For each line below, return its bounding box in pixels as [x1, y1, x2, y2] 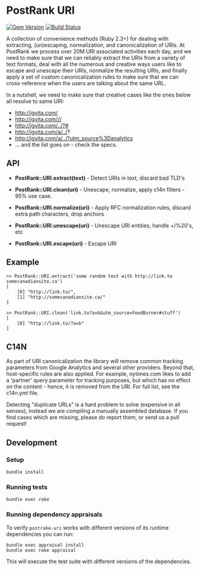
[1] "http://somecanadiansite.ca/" [17, 294, 106, 300]
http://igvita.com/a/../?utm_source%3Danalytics [14, 134, 134, 141]
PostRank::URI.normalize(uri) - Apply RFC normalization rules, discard [14, 204, 191, 211]
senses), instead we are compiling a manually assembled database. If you [6, 407, 189, 415]
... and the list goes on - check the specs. [14, 141, 118, 148]
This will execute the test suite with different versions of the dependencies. [6, 558, 192, 565]
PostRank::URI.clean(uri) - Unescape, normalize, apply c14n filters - [14, 186, 185, 193]
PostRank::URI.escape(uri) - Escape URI [14, 240, 117, 247]
